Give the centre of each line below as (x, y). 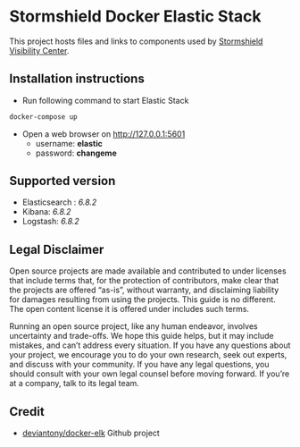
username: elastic (69, 143)
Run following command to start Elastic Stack (105, 100)
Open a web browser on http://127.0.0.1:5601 (104, 134)
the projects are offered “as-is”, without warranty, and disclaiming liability (144, 290)
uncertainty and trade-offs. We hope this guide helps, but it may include (142, 336)
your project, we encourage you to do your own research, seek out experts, (148, 355)
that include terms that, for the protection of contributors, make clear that (144, 281)
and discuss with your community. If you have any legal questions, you (139, 365)
